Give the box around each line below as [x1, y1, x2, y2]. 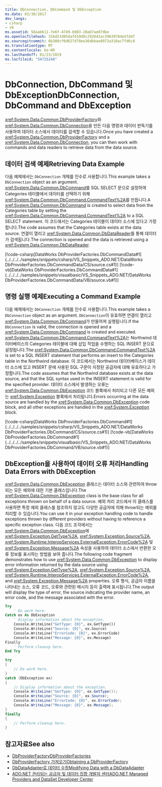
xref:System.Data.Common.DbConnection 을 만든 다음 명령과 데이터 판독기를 [5, 123, 153, 128]
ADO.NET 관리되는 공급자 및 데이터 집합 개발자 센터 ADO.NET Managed [12, 771, 148, 777]
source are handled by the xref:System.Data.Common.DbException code [5, 399, 150, 405]
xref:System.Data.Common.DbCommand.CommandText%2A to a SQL [5, 213, 144, 218]
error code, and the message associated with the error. [5, 594, 115, 600]
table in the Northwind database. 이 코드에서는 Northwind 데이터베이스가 [5, 358, 147, 364]
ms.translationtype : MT [5, 43, 53, 48]
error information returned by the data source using [5, 562, 108, 567]
